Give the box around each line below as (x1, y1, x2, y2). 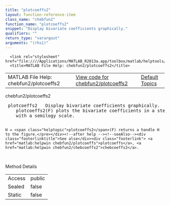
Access (8, 175, 26, 182)
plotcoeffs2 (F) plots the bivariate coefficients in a (16, 107, 155, 113)
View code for (75, 73, 109, 80)
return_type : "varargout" (5, 36, 60, 41)
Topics (141, 79, 157, 87)
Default (141, 73, 158, 80)
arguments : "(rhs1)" (5, 40, 49, 46)
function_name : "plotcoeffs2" (5, 21, 69, 27)
